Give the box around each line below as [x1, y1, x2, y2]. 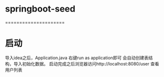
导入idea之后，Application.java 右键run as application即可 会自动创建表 [5, 55, 149, 61]
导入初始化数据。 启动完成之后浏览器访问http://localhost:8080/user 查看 [13, 61, 159, 66]
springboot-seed [5, 3, 76, 15]
